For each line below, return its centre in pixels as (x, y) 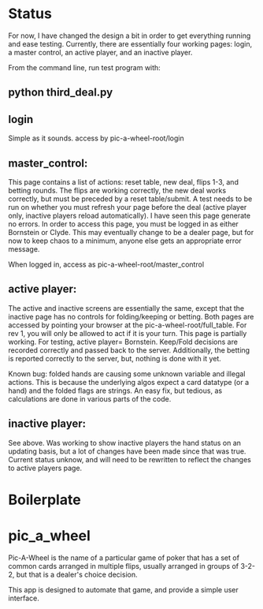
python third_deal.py (61, 93)
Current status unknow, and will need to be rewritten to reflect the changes (130, 459)
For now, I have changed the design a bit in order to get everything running (130, 35)
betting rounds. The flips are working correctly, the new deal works (117, 190)
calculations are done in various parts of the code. (90, 398)
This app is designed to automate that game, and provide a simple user (123, 589)
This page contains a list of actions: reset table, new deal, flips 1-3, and (123, 181)
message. (24, 248)
